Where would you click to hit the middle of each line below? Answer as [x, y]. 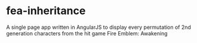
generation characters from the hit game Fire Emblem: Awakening [87, 33]
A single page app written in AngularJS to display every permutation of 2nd [98, 27]
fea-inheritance [46, 11]
